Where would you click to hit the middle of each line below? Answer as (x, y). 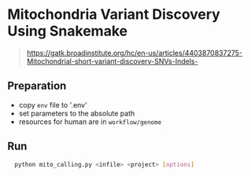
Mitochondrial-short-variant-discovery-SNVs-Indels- (112, 61)
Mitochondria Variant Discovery (114, 15)
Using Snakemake (67, 31)
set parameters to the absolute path (77, 113)
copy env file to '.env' (53, 104)
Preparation (37, 86)
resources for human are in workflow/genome (90, 121)
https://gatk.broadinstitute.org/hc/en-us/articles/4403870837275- (135, 53)
